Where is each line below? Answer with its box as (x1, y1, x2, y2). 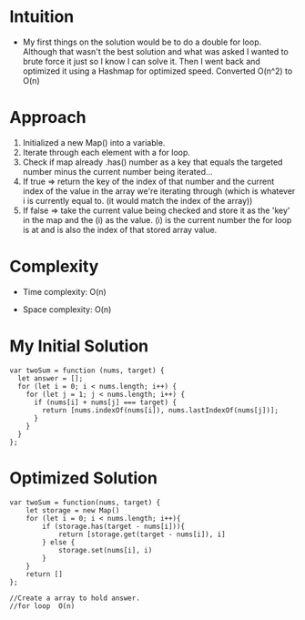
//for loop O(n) (9, 601, 76, 611)
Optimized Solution (9, 467, 158, 488)
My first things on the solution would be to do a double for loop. (22, 36, 262, 47)
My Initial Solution (9, 336, 149, 356)
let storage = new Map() (25, 505, 120, 515)
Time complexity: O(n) (22, 286, 107, 297)
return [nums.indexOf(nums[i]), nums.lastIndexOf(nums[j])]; (42, 405, 280, 415)
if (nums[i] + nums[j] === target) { (33, 398, 178, 407)
